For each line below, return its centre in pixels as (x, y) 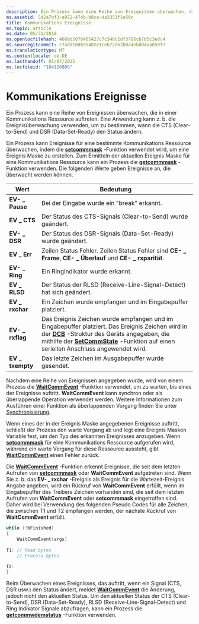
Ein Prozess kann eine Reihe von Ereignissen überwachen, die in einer (92, 113)
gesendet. (55, 366)
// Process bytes (38, 556)
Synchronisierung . (28, 412)
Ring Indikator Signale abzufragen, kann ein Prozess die (74, 609)
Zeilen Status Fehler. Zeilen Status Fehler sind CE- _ (114, 251)
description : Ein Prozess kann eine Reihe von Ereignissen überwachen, (96, 12)
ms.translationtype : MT (36, 51)
